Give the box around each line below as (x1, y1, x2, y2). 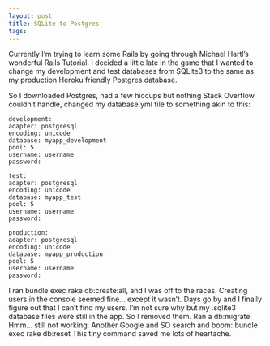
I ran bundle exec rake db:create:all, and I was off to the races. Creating (8, 286, 248, 296)
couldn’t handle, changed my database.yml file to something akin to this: (8, 99, 251, 110)
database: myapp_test (8, 193, 82, 201)
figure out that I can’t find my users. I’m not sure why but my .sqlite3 (8, 303, 237, 313)
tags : (8, 27, 27, 35)
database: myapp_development (8, 136, 107, 145)
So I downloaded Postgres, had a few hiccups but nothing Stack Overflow (8, 91, 255, 101)
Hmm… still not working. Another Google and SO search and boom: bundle (8, 320, 258, 330)
